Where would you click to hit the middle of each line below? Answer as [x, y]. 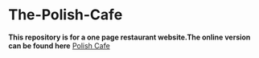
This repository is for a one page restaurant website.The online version [129, 37]
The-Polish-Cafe [66, 15]
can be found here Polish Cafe [59, 45]
